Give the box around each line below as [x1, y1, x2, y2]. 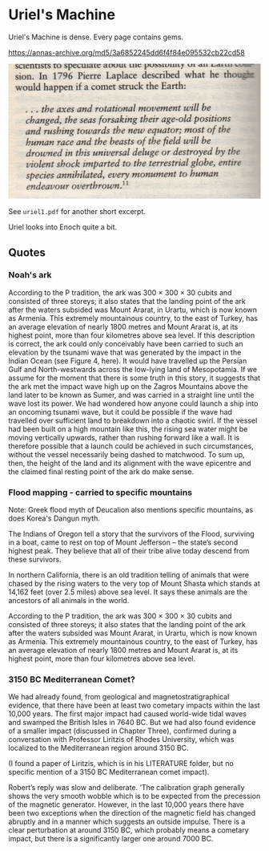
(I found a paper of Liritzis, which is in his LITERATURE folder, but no [8, 759, 234, 768]
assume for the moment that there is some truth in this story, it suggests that [8, 373, 261, 383]
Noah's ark [8, 269, 52, 281]
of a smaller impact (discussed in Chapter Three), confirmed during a [8, 726, 237, 736]
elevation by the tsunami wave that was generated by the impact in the [8, 347, 242, 357]
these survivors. [8, 555, 62, 565]
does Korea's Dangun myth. [8, 513, 100, 523]
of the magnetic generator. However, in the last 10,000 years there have [8, 800, 245, 809]
